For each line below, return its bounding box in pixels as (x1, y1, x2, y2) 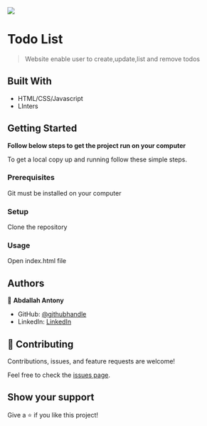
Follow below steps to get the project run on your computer (7, 141, 186, 149)
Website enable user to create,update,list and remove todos (24, 54, 201, 63)
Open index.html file (7, 257, 66, 265)
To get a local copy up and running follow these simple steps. (7, 155, 187, 164)
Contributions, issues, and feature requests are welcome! (7, 357, 176, 366)
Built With (7, 75, 52, 87)
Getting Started (7, 122, 78, 134)
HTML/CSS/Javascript (17, 94, 83, 102)
